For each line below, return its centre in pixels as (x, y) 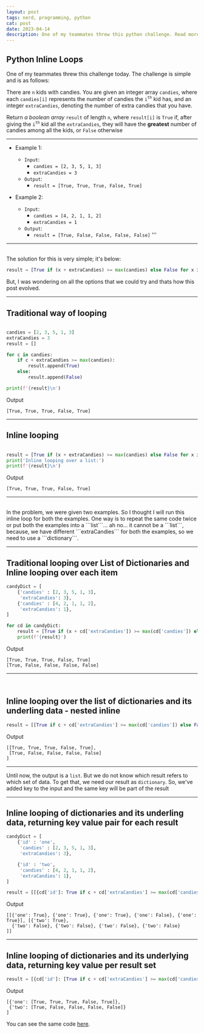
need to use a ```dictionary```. (42, 538)
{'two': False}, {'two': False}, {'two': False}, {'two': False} (96, 926)
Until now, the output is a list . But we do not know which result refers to (97, 775)
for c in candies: (29, 355)
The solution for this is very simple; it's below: (64, 259)
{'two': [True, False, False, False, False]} (67, 1007)
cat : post (19, 23)
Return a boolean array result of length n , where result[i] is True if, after (99, 117)
